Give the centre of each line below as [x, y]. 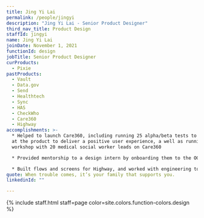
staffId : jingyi [27, 35]
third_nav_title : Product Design [49, 29]
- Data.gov [25, 85]
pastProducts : [24, 74]
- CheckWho [25, 113]
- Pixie [22, 68]
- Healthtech [28, 96]
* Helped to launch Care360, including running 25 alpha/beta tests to [104, 136]
